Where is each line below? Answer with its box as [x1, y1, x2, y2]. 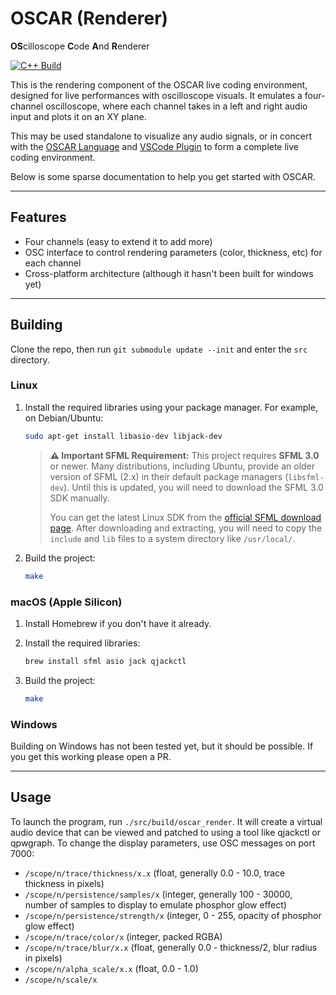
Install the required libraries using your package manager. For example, [24, 401, 318, 413]
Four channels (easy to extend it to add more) [24, 235, 213, 247]
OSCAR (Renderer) [10, 7, 169, 30]
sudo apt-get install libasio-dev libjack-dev [24, 431, 223, 441]
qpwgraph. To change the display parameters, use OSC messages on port [10, 837, 316, 849]
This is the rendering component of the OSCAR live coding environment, [10, 78, 308, 91]
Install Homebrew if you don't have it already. [24, 617, 212, 629]
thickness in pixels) [24, 877, 105, 889]
